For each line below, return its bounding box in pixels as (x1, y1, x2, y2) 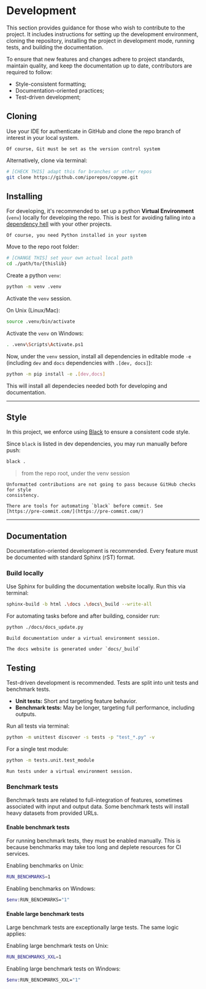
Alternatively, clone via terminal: (6, 156, 88, 164)
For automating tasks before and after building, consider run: (6, 612, 160, 620)
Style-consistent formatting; (15, 80, 87, 88)
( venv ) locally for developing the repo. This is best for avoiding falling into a (6, 214, 196, 221)
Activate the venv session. (6, 294, 72, 302)
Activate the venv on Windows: (6, 329, 84, 337)
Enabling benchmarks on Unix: (6, 862, 84, 869)
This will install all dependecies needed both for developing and (6, 382, 167, 390)
